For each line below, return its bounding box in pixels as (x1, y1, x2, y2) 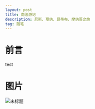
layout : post (5, 7, 32, 13)
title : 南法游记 (5, 12, 36, 17)
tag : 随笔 (5, 21, 24, 27)
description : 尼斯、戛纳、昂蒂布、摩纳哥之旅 (5, 17, 90, 22)
